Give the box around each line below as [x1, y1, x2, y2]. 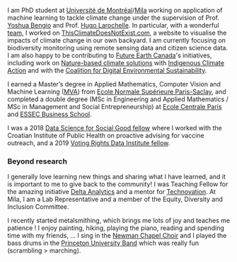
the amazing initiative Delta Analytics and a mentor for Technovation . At [7, 188, 216, 196]
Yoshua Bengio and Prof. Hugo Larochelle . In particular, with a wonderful [7, 21, 219, 29]
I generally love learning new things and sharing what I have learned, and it [7, 173, 226, 181]
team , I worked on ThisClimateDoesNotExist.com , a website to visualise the [7, 28, 227, 37]
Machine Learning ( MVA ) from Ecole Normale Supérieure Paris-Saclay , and [7, 88, 226, 96]
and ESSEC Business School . [7, 110, 92, 118]
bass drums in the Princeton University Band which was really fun [7, 239, 200, 247]
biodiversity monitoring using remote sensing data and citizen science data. [7, 44, 229, 52]
